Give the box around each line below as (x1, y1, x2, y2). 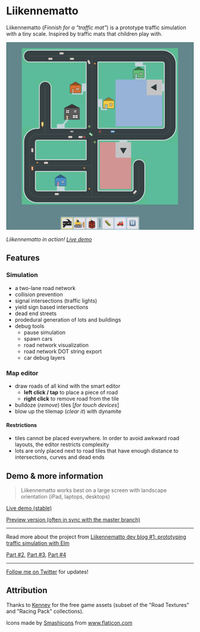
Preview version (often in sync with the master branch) (6, 516, 141, 523)
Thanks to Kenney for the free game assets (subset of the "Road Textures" (6, 601, 189, 608)
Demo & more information (6, 471, 104, 481)
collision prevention (14, 291, 63, 298)
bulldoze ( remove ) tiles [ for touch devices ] (14, 401, 120, 409)
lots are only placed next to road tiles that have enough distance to (14, 447, 179, 454)
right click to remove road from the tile (23, 395, 119, 402)
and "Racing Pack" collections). (6, 608, 84, 615)
